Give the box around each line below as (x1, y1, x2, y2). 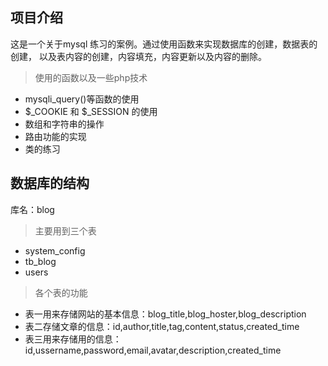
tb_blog (24, 255, 57, 267)
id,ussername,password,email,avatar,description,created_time (24, 344, 282, 356)
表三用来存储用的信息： (24, 333, 122, 345)
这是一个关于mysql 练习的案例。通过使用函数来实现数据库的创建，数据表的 (10, 38, 318, 50)
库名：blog (10, 203, 55, 215)
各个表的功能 (34, 286, 88, 298)
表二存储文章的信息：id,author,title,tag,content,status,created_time (24, 320, 300, 332)
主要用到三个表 (34, 224, 97, 237)
